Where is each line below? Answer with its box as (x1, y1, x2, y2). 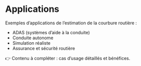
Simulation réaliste (12, 40, 51, 46)
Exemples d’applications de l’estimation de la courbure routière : (5, 20, 137, 26)
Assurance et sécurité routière (12, 45, 75, 51)
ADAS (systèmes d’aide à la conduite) (12, 29, 90, 35)
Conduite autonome (12, 35, 53, 41)
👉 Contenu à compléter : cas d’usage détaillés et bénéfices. (5, 55, 130, 61)
